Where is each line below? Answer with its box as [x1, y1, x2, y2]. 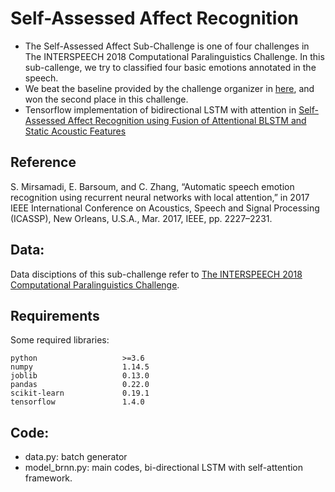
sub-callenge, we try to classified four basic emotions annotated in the [24, 61, 317, 73]
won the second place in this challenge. [24, 93, 189, 105]
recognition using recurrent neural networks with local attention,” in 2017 [10, 191, 310, 203]
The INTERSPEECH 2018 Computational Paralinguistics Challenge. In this [24, 50, 325, 62]
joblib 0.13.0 [10, 371, 150, 381]
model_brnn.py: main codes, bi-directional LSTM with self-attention [24, 462, 304, 474]
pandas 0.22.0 [10, 380, 150, 390]
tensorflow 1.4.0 [10, 397, 145, 407]
